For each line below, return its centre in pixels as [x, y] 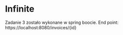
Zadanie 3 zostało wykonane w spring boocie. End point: [62, 22]
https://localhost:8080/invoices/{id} [41, 27]
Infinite [20, 9]
